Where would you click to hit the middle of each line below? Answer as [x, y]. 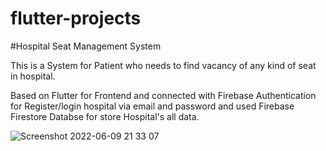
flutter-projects [76, 18]
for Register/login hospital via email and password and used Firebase [152, 106]
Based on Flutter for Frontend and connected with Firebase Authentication [163, 95]
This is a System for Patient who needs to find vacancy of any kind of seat [163, 65]
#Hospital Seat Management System [86, 46]
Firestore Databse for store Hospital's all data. [105, 116]
